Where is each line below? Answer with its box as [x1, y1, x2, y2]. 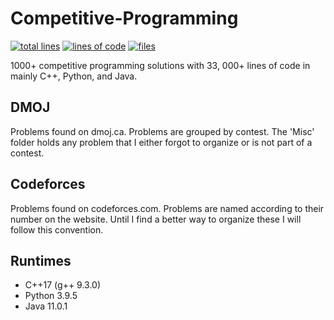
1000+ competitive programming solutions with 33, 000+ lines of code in [10, 59, 311, 71]
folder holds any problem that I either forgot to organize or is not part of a [10, 136, 313, 148]
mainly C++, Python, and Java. [10, 70, 138, 82]
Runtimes [10, 252, 72, 269]
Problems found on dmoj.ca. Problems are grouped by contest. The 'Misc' [10, 125, 315, 137]
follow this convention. [10, 223, 104, 236]
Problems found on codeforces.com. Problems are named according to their [10, 202, 325, 214]
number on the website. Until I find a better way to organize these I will [10, 213, 302, 225]
